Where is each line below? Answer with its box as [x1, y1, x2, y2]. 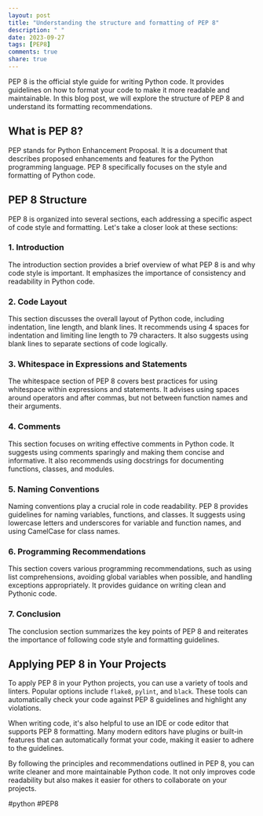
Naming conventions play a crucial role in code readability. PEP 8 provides [8, 501, 249, 510]
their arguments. [8, 401, 61, 411]
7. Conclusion [8, 609, 61, 620]
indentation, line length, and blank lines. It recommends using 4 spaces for [8, 323, 250, 332]
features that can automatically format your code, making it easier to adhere [8, 735, 254, 745]
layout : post [8, 11, 51, 20]
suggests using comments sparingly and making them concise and [8, 447, 225, 456]
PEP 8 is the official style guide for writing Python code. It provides [8, 76, 225, 86]
